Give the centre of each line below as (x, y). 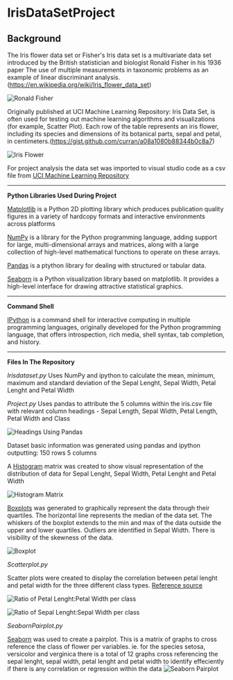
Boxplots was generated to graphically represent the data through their (109, 508)
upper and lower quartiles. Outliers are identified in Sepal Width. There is (111, 530)
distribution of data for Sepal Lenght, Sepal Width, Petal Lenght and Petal (112, 473)
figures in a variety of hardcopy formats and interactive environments (106, 216)
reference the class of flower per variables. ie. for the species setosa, (106, 647)
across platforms (31, 224)
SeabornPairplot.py (35, 626)
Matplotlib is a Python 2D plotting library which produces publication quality (115, 209)
